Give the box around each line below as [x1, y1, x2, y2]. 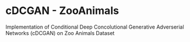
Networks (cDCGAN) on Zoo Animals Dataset [5, 29, 115, 36]
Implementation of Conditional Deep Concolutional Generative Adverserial [5, 23, 184, 30]
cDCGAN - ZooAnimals [5, 4, 120, 17]
